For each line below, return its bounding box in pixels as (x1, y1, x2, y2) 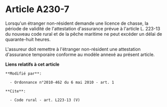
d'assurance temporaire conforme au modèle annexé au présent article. (5, 51, 155, 58)
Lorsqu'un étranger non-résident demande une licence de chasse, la (5, 20, 149, 26)
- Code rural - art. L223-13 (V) (10, 97, 80, 102)
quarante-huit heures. (5, 36, 51, 42)
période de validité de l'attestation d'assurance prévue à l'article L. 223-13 (5, 25, 160, 31)
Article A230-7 (5, 4, 70, 15)
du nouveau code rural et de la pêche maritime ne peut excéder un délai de (5, 31, 162, 37)
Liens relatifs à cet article (5, 61, 60, 67)
